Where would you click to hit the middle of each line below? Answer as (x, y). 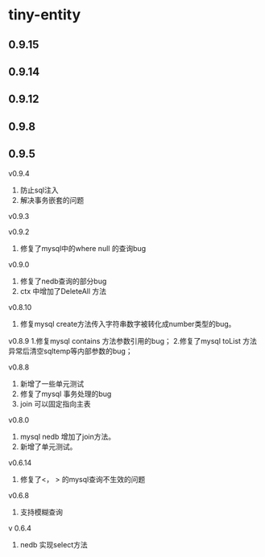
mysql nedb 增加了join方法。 (67, 436)
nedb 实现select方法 (54, 544)
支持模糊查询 (41, 512)
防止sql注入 (39, 190)
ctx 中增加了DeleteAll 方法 (63, 291)
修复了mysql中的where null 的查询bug (83, 248)
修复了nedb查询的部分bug (63, 281)
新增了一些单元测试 (52, 383)
